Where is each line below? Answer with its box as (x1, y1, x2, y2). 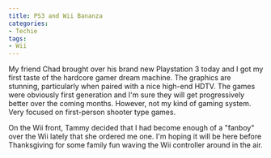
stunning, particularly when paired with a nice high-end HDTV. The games (8, 82, 256, 92)
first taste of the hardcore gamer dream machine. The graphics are (8, 73, 231, 83)
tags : (8, 34, 27, 43)
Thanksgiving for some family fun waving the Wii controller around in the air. (8, 140, 263, 150)
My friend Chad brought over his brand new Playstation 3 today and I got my (8, 64, 264, 74)
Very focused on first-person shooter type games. (8, 107, 176, 117)
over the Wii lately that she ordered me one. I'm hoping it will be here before (8, 131, 262, 142)
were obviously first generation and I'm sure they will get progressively (8, 90, 245, 100)
